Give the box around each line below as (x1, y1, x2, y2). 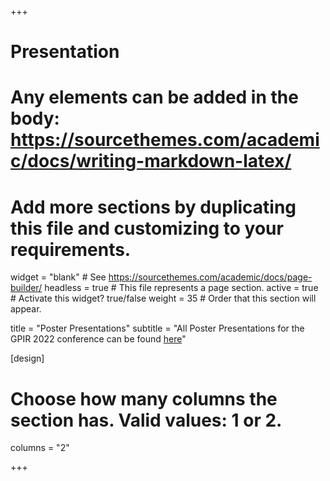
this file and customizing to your (10, 217, 284, 240)
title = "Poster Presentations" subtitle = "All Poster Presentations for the (10, 322, 305, 335)
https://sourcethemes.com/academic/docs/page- (108, 271, 313, 283)
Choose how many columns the (10, 387, 278, 410)
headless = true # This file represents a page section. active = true (44, 282, 319, 294)
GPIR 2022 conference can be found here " (10, 333, 187, 345)
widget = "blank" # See (10, 271, 107, 283)
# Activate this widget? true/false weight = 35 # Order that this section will (10, 292, 317, 305)
